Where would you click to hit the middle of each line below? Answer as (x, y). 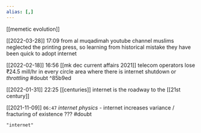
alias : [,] (20, 12)
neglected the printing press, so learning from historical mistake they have (99, 47)
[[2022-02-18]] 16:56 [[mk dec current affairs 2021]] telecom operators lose (101, 65)
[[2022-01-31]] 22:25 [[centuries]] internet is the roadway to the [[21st (94, 89)
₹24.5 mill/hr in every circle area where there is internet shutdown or (91, 71)
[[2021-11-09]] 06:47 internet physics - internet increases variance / (91, 107)
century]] (18, 96)
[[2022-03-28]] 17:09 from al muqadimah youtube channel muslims (90, 40)
